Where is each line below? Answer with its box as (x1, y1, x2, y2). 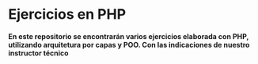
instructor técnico (8, 48, 69, 58)
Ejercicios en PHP (8, 5, 127, 23)
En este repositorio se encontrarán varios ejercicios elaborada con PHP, (8, 31, 249, 41)
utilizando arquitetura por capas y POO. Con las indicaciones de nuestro (8, 40, 250, 49)
